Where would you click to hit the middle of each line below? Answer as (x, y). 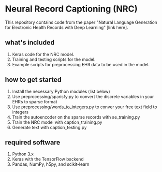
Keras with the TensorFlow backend (48, 159)
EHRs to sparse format (34, 101)
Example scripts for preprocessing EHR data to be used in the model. (81, 64)
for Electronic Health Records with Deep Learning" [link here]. (66, 27)
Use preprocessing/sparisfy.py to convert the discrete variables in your (83, 96)
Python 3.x (23, 154)
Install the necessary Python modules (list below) (61, 91)
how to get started (33, 80)
